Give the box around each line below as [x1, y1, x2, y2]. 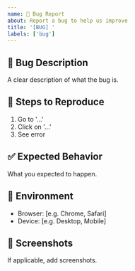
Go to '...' [17, 115, 44, 123]
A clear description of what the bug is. [7, 75, 119, 84]
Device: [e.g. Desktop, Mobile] [17, 216, 107, 225]
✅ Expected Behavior [7, 151, 103, 163]
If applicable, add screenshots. [7, 256, 98, 265]
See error [17, 129, 46, 139]
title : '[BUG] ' [7, 23, 55, 31]
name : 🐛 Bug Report [7, 10, 65, 18]
